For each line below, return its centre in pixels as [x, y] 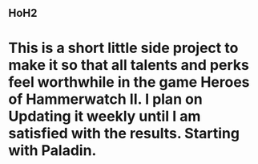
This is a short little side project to [123, 48]
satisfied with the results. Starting [124, 133]
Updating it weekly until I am [105, 116]
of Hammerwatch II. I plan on [105, 99]
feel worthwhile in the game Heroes [129, 82]
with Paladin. [52, 150]
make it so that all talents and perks [129, 65]
